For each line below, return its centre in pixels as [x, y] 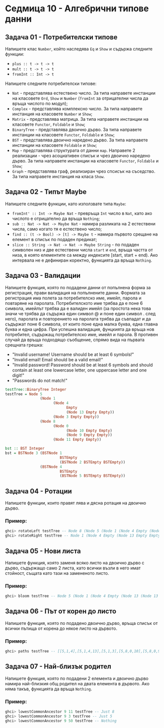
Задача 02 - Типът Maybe [46, 192]
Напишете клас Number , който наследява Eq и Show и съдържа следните [79, 49]
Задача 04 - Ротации [39, 491]
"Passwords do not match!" [40, 380]
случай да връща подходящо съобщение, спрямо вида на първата [75, 340]
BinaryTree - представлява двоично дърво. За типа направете [77, 130]
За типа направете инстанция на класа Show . [58, 176]
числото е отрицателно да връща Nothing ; [56, 218]
